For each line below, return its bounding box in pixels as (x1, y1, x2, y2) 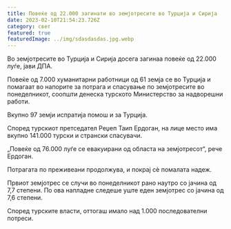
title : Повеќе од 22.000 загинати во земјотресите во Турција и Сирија (7, 10, 217, 17)
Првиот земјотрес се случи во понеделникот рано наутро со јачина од (7, 179, 217, 187)
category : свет (7, 23, 51, 30)
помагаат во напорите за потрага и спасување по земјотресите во (7, 83, 205, 91)
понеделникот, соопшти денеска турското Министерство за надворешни (7, 90, 223, 99)
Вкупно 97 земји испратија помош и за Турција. (7, 111, 148, 119)
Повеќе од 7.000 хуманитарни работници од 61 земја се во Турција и (7, 75, 211, 83)
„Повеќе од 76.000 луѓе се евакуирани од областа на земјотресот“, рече (7, 145, 223, 153)
